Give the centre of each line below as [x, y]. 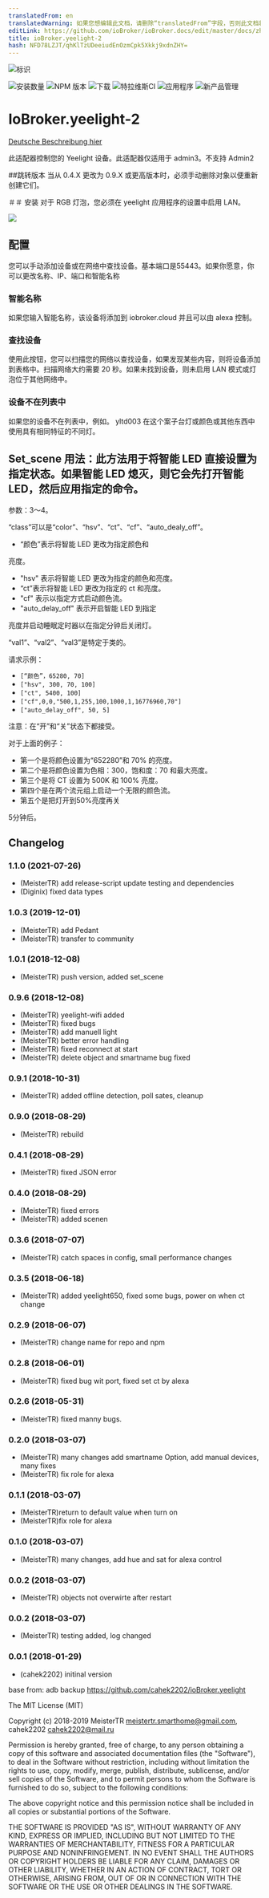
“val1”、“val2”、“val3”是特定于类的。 [69, 642]
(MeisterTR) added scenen [64, 1219]
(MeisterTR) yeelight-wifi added [72, 1015]
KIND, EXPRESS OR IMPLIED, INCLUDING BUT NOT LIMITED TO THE [122, 1835]
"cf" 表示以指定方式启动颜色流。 [73, 598]
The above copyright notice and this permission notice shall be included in [131, 1803]
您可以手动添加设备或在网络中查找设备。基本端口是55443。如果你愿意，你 [131, 266]
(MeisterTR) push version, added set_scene [92, 976]
